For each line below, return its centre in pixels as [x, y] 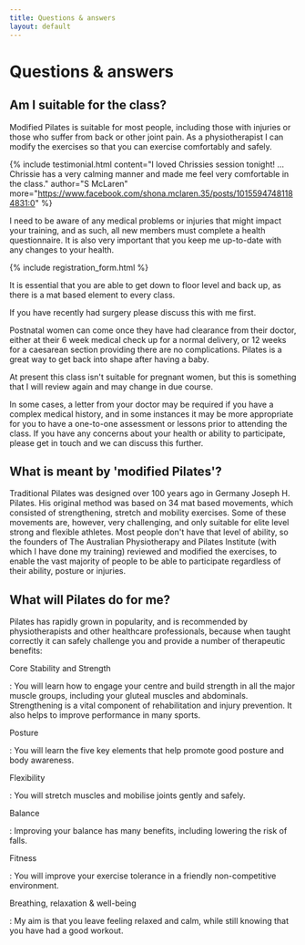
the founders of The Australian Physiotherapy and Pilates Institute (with [143, 542]
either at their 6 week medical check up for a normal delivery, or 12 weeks [148, 339]
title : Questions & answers [63, 18]
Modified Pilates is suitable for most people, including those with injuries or [150, 127]
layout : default [40, 26]
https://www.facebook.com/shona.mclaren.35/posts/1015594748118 [165, 193]
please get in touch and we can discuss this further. [107, 442]
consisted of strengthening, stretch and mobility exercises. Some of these [148, 513]
